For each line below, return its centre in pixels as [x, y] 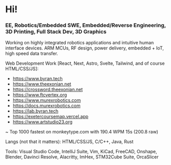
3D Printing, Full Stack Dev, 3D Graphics [56, 32]
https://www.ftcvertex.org [40, 95]
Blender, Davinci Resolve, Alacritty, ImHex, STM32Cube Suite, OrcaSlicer [82, 157]
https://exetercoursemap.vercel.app [50, 117]
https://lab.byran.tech [35, 111]
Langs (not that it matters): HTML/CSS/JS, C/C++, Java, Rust [69, 142]
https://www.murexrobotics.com [47, 100]
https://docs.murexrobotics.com [46, 106]
